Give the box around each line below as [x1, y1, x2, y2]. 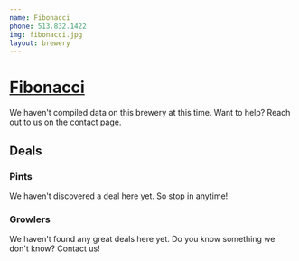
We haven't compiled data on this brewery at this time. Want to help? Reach [9, 107, 291, 118]
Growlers [9, 213, 51, 226]
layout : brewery [9, 38, 70, 48]
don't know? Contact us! [9, 243, 101, 254]
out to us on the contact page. [9, 117, 122, 127]
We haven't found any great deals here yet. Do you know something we [9, 234, 276, 245]
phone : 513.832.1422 [9, 22, 88, 31]
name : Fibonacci [9, 13, 70, 23]
